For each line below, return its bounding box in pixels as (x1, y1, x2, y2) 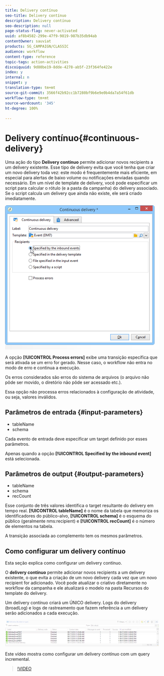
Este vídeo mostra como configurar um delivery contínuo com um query (5, 651, 150, 657)
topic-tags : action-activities (5, 59, 69, 65)
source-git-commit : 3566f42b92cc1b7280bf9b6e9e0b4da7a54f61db (5, 90, 134, 95)
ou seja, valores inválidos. (5, 394, 57, 400)
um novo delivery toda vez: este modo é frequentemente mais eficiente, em (5, 170, 157, 175)
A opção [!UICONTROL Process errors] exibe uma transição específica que (5, 354, 158, 360)
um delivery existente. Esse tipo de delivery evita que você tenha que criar (5, 164, 155, 171)
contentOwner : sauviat (5, 39, 51, 44)
